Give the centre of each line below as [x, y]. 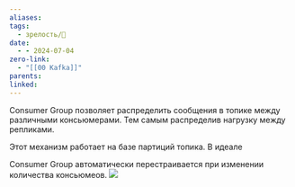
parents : [26, 76]
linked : [24, 85]
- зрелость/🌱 [42, 34]
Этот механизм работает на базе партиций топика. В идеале [126, 147]
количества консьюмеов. [58, 174]
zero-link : [30, 59]
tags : [19, 26]
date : [19, 43]
